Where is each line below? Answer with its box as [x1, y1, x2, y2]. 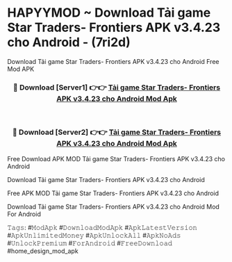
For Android [7, 210, 42, 218]
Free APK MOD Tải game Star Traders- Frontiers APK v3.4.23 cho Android [7, 189, 219, 197]
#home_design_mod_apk [7, 247, 78, 255]
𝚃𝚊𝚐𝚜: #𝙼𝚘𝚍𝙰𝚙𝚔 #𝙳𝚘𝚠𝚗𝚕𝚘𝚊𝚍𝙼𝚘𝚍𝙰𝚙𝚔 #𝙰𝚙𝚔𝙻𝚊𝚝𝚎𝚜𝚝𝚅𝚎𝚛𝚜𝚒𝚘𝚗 [7, 223, 198, 231]
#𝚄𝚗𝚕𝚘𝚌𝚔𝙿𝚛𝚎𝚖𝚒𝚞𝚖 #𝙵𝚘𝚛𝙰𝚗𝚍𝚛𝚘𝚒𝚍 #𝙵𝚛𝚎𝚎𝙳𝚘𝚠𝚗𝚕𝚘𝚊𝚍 [7, 238, 172, 247]
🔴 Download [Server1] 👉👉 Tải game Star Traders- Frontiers [13, 82, 221, 92]
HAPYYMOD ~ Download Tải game [7, 5, 211, 21]
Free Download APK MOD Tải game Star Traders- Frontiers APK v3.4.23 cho [7, 154, 226, 163]
